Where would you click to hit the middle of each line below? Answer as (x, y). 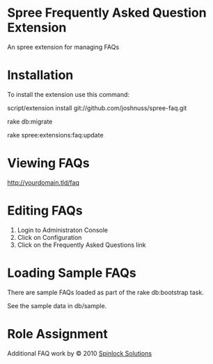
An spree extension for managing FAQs (63, 47)
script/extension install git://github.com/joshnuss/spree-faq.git (97, 108)
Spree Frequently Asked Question (107, 13)
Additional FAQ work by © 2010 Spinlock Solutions (79, 353)
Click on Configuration (49, 237)
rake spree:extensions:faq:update (55, 135)
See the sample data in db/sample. (57, 305)
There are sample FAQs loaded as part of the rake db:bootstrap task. (105, 292)
